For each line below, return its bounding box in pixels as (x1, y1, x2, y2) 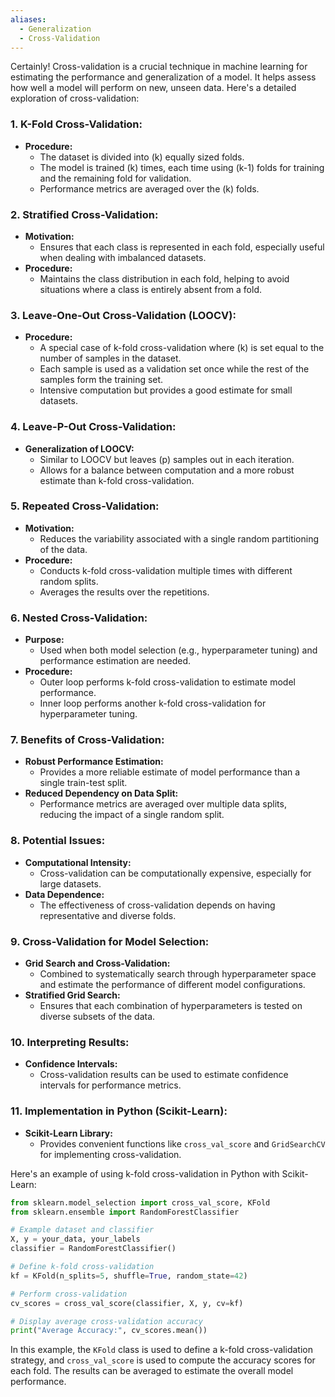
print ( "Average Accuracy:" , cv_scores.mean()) (10, 1326, 208, 1336)
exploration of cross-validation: (10, 92, 140, 105)
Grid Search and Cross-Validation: (24, 957, 171, 970)
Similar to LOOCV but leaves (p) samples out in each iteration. (39, 453, 295, 465)
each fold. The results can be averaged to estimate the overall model (10, 1365, 294, 1377)
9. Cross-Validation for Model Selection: (10, 934, 210, 948)
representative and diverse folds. (39, 909, 177, 921)
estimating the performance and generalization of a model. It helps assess (10, 71, 317, 83)
